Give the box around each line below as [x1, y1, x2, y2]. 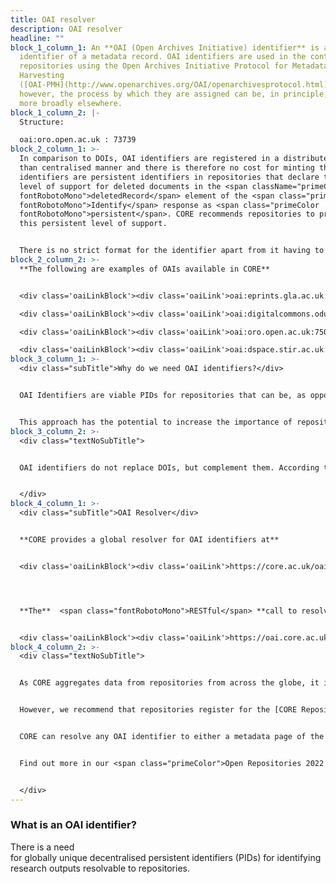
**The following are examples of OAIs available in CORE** [19, 264, 271, 274]
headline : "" [10, 33, 65, 43]
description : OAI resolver [10, 24, 123, 34]
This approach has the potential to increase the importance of [19, 417, 293, 427]
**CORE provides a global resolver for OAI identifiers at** [19, 535, 280, 545]
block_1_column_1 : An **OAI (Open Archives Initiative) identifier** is [10, 42, 320, 53]
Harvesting [19, 71, 65, 81]
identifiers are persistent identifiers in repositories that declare [19, 172, 320, 182]
